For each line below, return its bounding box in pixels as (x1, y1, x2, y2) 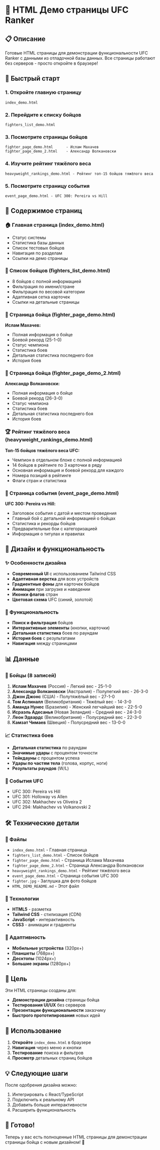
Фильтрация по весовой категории (12, 289, 85, 294)
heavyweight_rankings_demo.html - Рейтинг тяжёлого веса (12, 868, 130, 873)
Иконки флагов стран (12, 591, 58, 597)
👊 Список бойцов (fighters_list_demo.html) (5, 267, 110, 274)
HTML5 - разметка (12, 906, 52, 912)
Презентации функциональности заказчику (12, 1007, 106, 1013)
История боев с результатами (12, 635, 75, 641)
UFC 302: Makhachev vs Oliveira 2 (12, 799, 82, 805)
